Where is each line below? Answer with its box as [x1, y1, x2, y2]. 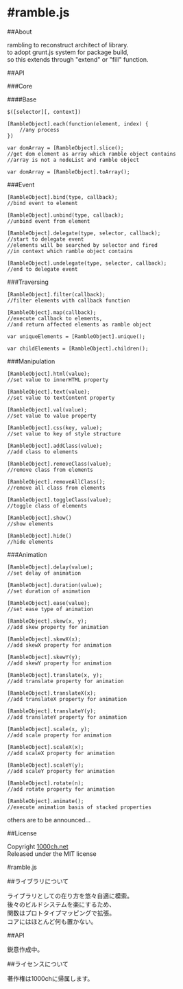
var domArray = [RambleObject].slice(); [7, 144, 125, 152]
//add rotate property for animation [7, 785, 115, 793]
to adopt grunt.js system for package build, [7, 48, 129, 56]
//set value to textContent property [7, 394, 115, 401]
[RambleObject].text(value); [7, 388, 90, 395]
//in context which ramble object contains [7, 248, 134, 254]
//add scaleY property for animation [7, 767, 115, 774]
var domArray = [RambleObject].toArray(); [7, 168, 130, 176]
